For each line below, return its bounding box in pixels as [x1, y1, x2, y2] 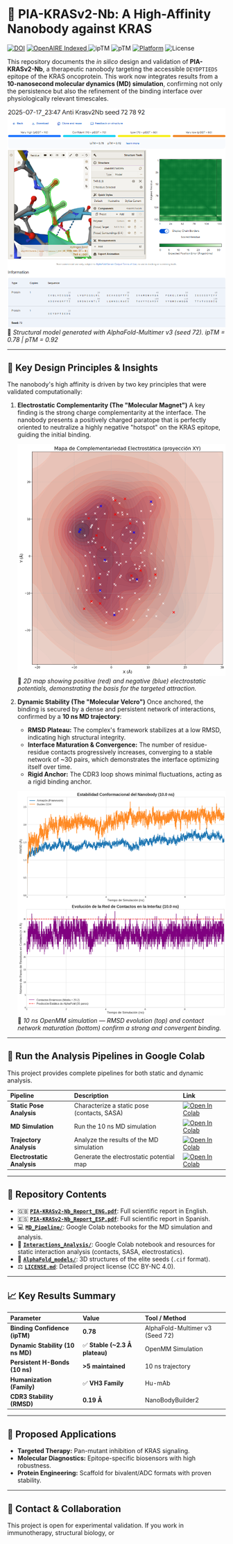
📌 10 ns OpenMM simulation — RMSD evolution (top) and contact [17, 1016, 205, 1024]
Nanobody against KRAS [7, 21, 153, 37]
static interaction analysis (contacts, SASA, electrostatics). [17, 1248, 185, 1256]
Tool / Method [144, 1314, 187, 1322]
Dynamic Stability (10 [10, 1341, 75, 1349]
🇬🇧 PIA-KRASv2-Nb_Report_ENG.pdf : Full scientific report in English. [17, 1207, 208, 1215]
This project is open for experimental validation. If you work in [7, 1521, 184, 1529]
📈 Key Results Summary [7, 1290, 116, 1302]
